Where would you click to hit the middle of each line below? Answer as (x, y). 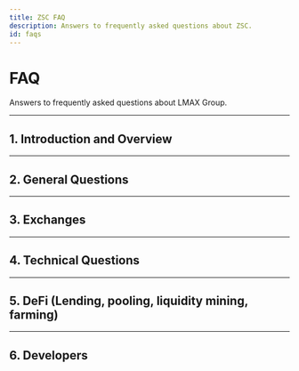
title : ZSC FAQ (37, 17)
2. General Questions (69, 179)
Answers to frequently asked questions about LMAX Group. (118, 102)
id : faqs (25, 34)
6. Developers (49, 355)
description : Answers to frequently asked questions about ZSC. (131, 26)
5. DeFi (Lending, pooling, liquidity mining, (129, 300)
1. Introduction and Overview (91, 139)
